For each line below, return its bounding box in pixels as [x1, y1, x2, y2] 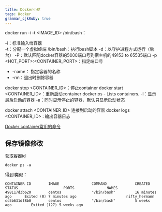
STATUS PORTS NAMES [5, 186, 118, 191]
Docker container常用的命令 [5, 124, 61, 130]
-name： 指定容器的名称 [12, 69, 60, 75]
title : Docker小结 [5, 7, 41, 12]
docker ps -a [5, 163, 31, 167]
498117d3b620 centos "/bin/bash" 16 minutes [5, 190, 157, 195]
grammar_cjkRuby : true [5, 16, 51, 21]
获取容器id [5, 153, 26, 159]
